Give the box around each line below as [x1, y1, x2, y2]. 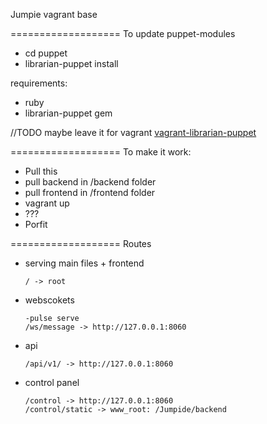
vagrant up [24, 197, 70, 209]
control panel [24, 377, 80, 388]
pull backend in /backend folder [24, 176, 157, 188]
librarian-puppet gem [24, 107, 113, 119]
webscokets [24, 294, 75, 306]
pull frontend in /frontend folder [24, 187, 156, 198]
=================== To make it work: [10, 146, 192, 158]
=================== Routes [10, 238, 152, 249]
